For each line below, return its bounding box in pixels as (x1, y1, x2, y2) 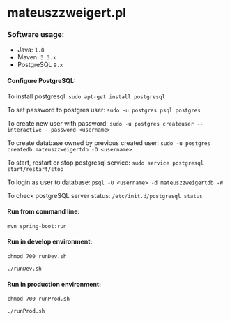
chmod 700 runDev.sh (7, 253, 68, 260)
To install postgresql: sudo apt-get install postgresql (7, 92, 166, 100)
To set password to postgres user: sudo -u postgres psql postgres (7, 105, 201, 114)
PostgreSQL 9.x (17, 61, 63, 69)
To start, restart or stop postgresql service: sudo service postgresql (7, 158, 204, 167)
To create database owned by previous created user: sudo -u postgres (7, 138, 211, 147)
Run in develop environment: (7, 237, 93, 246)
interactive (7, 126, 42, 133)
